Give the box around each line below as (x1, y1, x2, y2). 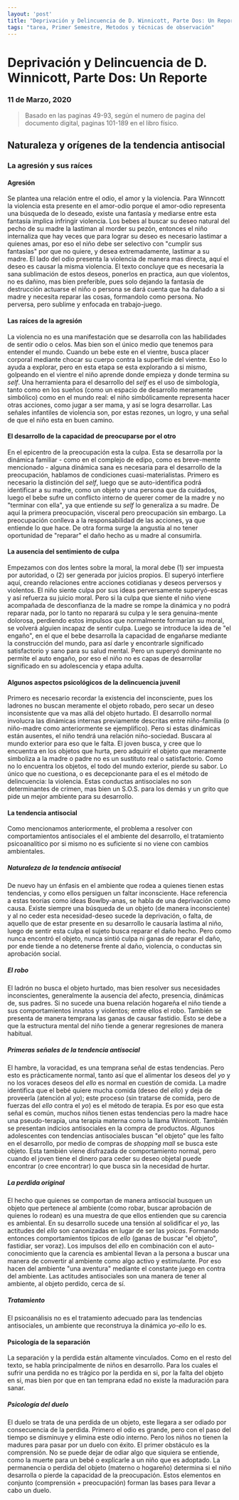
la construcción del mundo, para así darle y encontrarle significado (7, 638, 204, 647)
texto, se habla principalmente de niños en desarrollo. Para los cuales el (7, 1361, 218, 1370)
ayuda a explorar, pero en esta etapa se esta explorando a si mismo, (7, 363, 208, 371)
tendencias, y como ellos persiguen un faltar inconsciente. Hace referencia (7, 889, 228, 898)
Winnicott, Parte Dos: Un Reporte (7, 69, 208, 86)
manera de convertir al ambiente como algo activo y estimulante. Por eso (7, 1257, 222, 1266)
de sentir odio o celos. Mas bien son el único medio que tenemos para (7, 340, 213, 348)
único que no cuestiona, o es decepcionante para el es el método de (7, 770, 208, 778)
